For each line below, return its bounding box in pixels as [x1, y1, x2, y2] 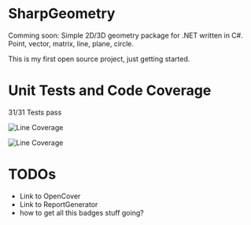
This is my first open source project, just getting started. [8, 54, 190, 64]
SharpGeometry [8, 5, 116, 23]
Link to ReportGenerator [19, 199, 98, 209]
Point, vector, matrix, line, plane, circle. [8, 38, 134, 48]
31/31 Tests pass [8, 107, 62, 117]
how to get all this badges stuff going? [19, 208, 144, 217]
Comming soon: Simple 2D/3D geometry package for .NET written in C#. [8, 31, 244, 40]
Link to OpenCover [19, 191, 81, 201]
